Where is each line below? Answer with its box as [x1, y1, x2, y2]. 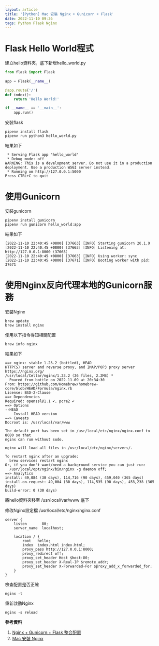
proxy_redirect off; [22, 551, 64, 556]
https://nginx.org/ [5, 369, 44, 374]
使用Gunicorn [5, 191, 60, 202]
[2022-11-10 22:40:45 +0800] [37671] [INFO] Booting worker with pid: [5, 258, 150, 263]
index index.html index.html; [22, 543, 86, 547]
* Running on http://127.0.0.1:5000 [7, 170, 81, 174]
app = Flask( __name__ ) [5, 79, 51, 84]
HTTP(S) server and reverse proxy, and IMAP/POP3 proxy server [5, 365, 135, 370]
